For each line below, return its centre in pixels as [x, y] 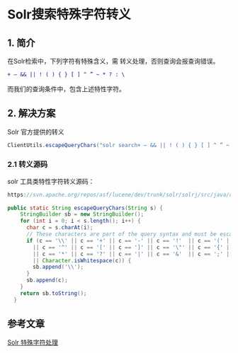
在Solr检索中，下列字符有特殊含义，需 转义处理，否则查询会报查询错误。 [113, 61]
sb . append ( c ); [47, 280]
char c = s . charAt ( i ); [59, 228]
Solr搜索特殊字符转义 [69, 15]
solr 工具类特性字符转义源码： [51, 181]
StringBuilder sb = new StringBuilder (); [82, 214]
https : [17, 195]
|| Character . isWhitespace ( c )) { [82, 260]
